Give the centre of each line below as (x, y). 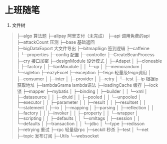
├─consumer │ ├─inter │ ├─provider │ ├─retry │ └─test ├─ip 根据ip (87, 79)
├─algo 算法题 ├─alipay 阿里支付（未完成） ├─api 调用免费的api (83, 36)
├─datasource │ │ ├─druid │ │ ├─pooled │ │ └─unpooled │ (79, 97)
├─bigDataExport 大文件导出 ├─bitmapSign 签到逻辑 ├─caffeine (83, 48)
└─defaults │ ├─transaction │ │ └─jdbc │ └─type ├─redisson (81, 123)
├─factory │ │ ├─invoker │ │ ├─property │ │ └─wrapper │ (77, 113)
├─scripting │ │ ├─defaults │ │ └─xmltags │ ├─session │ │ (78, 118)
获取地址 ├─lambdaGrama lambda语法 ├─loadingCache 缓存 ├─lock (87, 85)
